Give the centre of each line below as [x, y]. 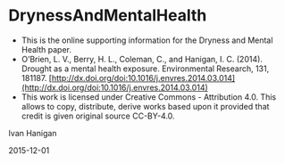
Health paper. [46, 49]
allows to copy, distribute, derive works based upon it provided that [145, 106]
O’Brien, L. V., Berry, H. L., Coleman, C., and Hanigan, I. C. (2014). [142, 59]
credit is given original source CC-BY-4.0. [98, 116]
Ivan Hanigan [33, 133]
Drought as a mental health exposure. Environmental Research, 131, [145, 69]
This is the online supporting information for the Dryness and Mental [147, 40]
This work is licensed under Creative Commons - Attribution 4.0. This [149, 97]
